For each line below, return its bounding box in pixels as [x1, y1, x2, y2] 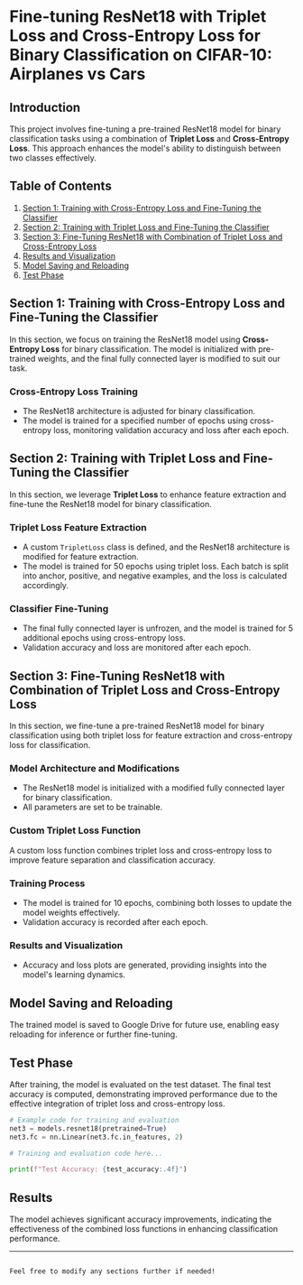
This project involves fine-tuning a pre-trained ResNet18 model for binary [9, 124, 281, 134]
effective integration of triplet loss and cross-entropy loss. [9, 1098, 225, 1109]
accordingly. [22, 580, 69, 591]
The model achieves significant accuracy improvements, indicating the [9, 1214, 272, 1225]
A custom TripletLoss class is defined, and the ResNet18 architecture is [22, 541, 290, 552]
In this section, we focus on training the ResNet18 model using [9, 334, 241, 345]
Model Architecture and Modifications [9, 763, 180, 775]
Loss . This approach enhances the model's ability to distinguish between [9, 143, 281, 153]
